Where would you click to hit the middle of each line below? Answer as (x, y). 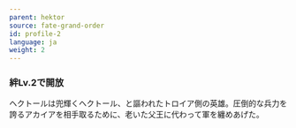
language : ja (33, 42)
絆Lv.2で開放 (37, 83)
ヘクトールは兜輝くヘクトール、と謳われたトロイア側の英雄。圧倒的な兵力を (148, 103)
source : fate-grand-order (57, 26)
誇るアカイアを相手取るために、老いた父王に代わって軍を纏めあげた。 (137, 115)
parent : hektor (37, 17)
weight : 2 (27, 50)
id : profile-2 (35, 34)
